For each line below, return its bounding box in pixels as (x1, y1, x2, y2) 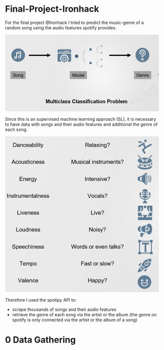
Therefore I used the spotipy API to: (5, 297, 77, 303)
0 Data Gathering (5, 334, 76, 345)
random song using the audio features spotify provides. (5, 24, 117, 30)
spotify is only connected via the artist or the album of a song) (12, 317, 138, 323)
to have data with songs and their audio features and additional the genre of (5, 121, 158, 128)
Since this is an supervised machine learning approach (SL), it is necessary (5, 116, 156, 122)
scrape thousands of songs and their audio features (12, 306, 117, 312)
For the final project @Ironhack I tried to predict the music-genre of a (5, 20, 144, 25)
